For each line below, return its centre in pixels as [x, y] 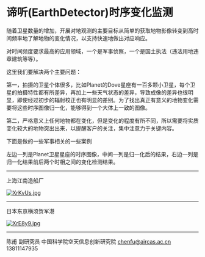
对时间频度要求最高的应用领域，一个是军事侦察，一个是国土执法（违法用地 [100, 51]
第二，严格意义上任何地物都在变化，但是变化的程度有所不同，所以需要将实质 [103, 120]
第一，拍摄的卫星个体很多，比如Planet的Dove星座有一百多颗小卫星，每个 [98, 85]
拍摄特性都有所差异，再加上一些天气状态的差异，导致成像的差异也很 [102, 92]
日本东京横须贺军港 [31, 211]
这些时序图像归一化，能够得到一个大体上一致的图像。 [84, 107]
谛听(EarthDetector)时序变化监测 [90, 13]
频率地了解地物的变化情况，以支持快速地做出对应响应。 [81, 38]
